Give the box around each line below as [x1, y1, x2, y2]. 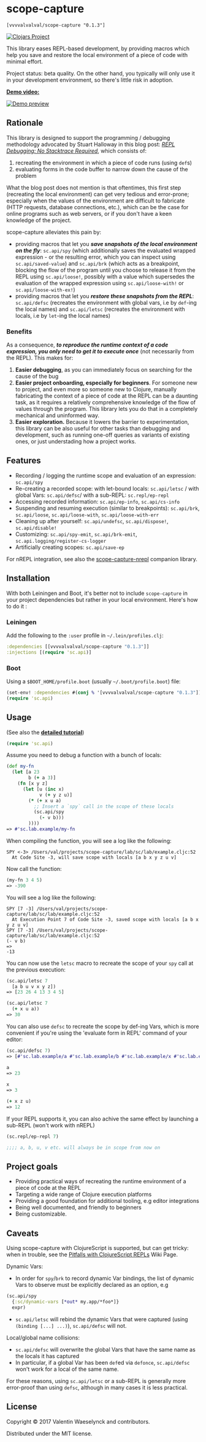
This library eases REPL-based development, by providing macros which [6, 45, 190, 52]
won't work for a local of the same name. [15, 1365, 120, 1373]
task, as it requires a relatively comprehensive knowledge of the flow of [15, 399, 196, 406]
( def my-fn [6, 763, 34, 770]
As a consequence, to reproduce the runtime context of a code [6, 341, 169, 348]
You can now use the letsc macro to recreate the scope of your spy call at [6, 959, 194, 967]
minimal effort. [6, 58, 43, 65]
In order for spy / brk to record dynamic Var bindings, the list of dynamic [15, 1275, 194, 1282]
